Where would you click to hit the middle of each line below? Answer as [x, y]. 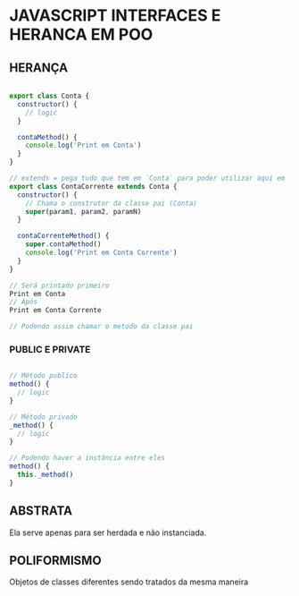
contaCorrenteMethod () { [63, 236]
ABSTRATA [41, 511]
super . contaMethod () [63, 244]
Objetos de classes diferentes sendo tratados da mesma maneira [129, 582]
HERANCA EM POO [81, 34]
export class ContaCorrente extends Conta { [93, 186]
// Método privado [43, 417]
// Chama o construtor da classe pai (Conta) [112, 203]
